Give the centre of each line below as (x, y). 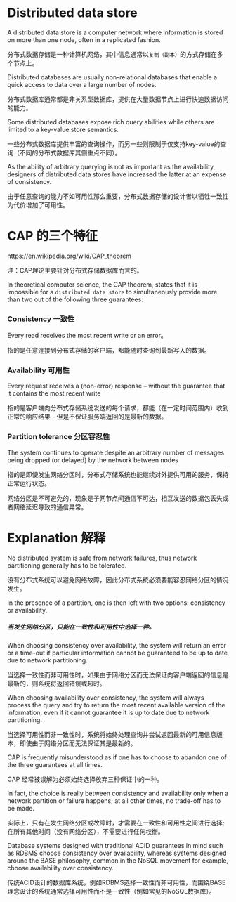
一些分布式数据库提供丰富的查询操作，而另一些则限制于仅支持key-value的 (114, 144)
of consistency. (29, 181)
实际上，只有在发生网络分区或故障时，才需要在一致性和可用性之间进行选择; (116, 823)
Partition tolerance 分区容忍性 (59, 437)
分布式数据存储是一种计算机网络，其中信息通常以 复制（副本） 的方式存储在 (112, 54)
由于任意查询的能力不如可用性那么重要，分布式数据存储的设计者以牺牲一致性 (118, 196)
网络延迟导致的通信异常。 (50, 506)
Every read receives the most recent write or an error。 (87, 336)
